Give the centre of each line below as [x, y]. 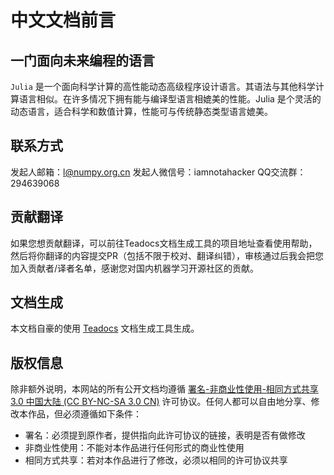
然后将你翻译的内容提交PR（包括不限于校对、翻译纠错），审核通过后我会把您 [167, 255]
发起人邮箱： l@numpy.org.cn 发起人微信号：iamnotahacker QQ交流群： [158, 172]
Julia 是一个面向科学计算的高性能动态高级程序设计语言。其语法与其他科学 [163, 86]
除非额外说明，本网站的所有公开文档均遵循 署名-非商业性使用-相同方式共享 [164, 389]
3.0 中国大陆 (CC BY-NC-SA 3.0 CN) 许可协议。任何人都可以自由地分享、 [161, 402]
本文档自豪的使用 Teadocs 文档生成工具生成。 [105, 328]
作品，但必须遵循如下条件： [84, 414]
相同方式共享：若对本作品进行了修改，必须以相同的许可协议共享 [156, 460]
